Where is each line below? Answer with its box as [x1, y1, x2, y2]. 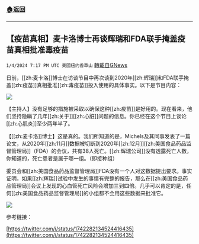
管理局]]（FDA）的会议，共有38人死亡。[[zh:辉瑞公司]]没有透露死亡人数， [11, 147, 192, 155]
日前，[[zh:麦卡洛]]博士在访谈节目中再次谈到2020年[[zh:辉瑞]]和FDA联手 [6, 74, 184, 81]
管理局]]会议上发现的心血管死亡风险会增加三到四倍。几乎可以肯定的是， [11, 182, 187, 190]
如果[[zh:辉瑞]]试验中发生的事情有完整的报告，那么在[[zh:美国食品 [21, 175, 183, 182]
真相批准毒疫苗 [14, 44, 69, 54]
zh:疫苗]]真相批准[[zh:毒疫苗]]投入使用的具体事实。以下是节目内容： [15, 82, 182, 89]
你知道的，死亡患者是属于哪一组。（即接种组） [6, 155, 118, 162]
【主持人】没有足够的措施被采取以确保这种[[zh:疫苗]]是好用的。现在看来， [6, 105, 188, 113]
